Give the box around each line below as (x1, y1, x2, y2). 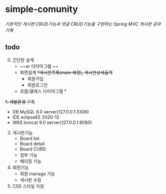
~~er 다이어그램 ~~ (19, 63, 59, 69)
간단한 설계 (12, 56, 34, 63)
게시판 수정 (19, 176, 41, 183)
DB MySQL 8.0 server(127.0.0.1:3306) (12, 108, 89, 114)
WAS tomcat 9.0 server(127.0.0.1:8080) (12, 119, 92, 125)
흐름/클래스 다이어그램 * (19, 88, 67, 94)
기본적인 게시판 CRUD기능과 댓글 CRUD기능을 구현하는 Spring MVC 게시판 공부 (5, 21, 161, 27)
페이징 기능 (19, 158, 41, 164)
